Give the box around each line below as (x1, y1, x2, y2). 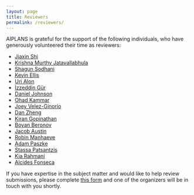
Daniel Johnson (14, 90, 53, 97)
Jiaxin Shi (14, 53, 38, 60)
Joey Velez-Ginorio (14, 103, 62, 110)
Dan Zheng (14, 109, 42, 116)
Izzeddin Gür (14, 84, 46, 91)
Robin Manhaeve (14, 134, 56, 141)
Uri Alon (14, 78, 35, 85)
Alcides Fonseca (14, 159, 55, 166)
